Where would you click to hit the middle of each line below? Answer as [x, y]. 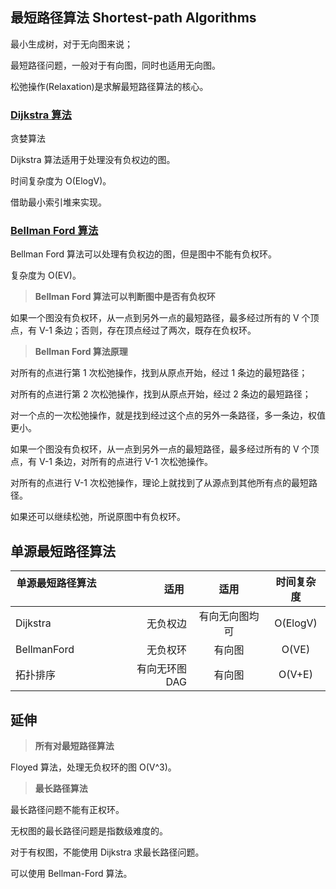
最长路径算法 [61, 789]
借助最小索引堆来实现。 [58, 202]
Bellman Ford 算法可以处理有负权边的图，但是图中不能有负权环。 [144, 254]
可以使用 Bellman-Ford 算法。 [71, 874]
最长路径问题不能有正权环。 [67, 810]
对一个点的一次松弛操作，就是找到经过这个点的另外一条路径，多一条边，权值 [168, 415]
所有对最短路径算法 [74, 746]
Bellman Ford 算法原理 [81, 352]
